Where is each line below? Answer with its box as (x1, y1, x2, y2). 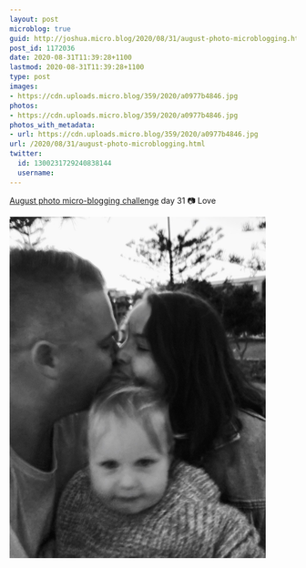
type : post (9, 73, 51, 82)
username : (17, 168, 55, 177)
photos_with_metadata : (9, 120, 96, 129)
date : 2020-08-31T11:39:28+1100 (9, 53, 132, 63)
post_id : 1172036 (9, 44, 76, 53)
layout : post (9, 15, 59, 24)
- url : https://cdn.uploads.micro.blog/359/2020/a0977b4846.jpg (9, 130, 259, 139)
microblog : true (9, 24, 71, 34)
